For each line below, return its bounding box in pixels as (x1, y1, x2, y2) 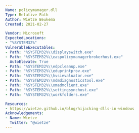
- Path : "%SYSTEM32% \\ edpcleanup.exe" (5, 64, 87, 69)
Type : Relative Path (5, 12, 49, 17)
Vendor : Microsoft (5, 31, 44, 36)
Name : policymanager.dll (5, 7, 58, 13)
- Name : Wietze (5, 115, 37, 121)
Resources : (5, 101, 28, 107)
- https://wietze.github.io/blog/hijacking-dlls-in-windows (5, 106, 135, 111)
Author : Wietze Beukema (5, 17, 56, 22)
